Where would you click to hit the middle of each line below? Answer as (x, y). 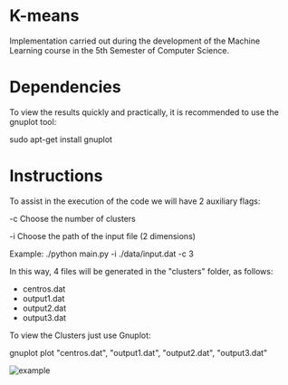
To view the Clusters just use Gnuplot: (80, 335)
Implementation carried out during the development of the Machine (135, 41)
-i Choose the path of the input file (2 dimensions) (103, 236)
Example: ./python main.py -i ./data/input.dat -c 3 (102, 254)
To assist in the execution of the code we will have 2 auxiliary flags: (135, 201)
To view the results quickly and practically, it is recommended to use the (144, 112)
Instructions (56, 176)
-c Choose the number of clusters (72, 218)
